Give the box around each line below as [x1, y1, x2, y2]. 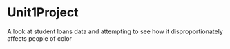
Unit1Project [7, 5, 79, 20]
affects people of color [7, 34, 73, 42]
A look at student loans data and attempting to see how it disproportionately [7, 27, 223, 35]
